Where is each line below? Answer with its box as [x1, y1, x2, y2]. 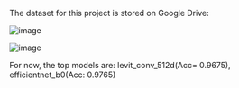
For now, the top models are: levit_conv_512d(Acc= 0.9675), [9, 60, 232, 70]
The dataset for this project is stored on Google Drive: [9, 8, 209, 18]
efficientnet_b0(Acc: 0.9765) [9, 69, 116, 80]
